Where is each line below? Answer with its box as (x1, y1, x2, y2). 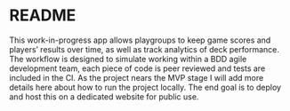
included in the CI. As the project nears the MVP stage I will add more (9, 72, 264, 83)
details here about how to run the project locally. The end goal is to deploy (9, 82, 282, 92)
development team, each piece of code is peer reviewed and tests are (9, 63, 266, 74)
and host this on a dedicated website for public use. (9, 91, 199, 102)
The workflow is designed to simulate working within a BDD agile (9, 53, 247, 64)
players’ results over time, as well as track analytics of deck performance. (9, 44, 280, 54)
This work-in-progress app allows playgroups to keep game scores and (9, 35, 271, 45)
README (9, 5, 77, 26)
